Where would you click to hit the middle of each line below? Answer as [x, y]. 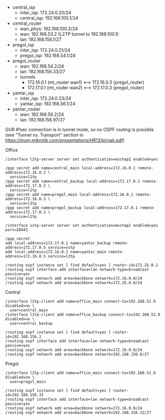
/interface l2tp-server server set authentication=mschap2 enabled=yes [81, 159]
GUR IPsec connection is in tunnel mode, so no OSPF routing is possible [79, 130]
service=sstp [61, 248]
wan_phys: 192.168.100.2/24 [49, 29]
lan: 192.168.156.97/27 [42, 120]
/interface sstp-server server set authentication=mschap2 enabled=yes [81, 225]
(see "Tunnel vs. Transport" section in [44, 135]
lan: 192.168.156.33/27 [43, 72]
